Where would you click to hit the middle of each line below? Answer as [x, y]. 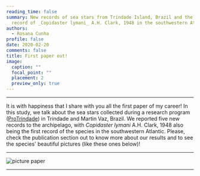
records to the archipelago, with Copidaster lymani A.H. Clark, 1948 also [95, 125]
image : [14, 61]
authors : [17, 28]
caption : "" [26, 67]
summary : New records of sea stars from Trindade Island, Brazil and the [100, 17]
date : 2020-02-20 [28, 45]
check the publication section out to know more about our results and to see [100, 138]
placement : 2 [28, 78]
